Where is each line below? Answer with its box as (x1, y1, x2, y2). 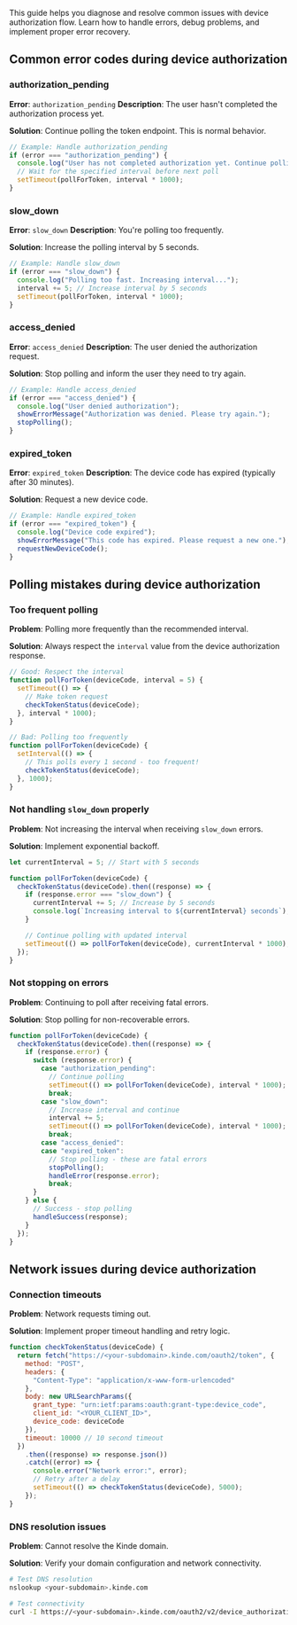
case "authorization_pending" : (41, 1064, 156, 1074)
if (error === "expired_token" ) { (9, 520, 137, 528)
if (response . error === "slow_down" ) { (25, 890, 172, 899)
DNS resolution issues (9, 1520, 107, 1533)
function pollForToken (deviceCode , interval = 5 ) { (9, 676, 203, 685)
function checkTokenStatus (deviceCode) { (9, 1343, 164, 1352)
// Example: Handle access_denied (9, 385, 137, 394)
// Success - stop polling (32, 1205, 133, 1214)
